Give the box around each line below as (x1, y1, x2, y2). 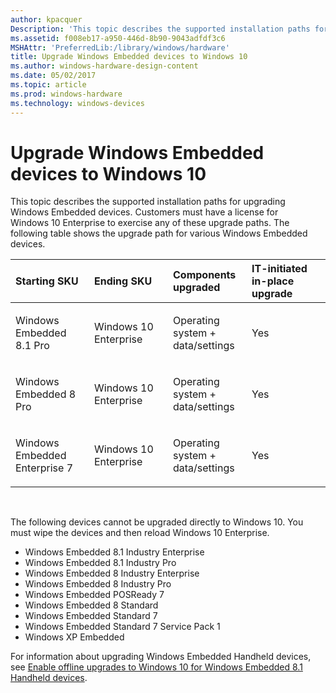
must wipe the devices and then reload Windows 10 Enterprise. (10, 527, 270, 539)
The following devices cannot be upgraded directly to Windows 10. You (10, 516, 304, 528)
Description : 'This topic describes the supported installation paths (10, 24, 311, 34)
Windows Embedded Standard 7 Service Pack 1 (24, 621, 221, 633)
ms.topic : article (10, 80, 87, 90)
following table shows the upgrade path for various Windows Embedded (10, 227, 308, 240)
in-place (251, 274, 295, 288)
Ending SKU (94, 274, 153, 288)
